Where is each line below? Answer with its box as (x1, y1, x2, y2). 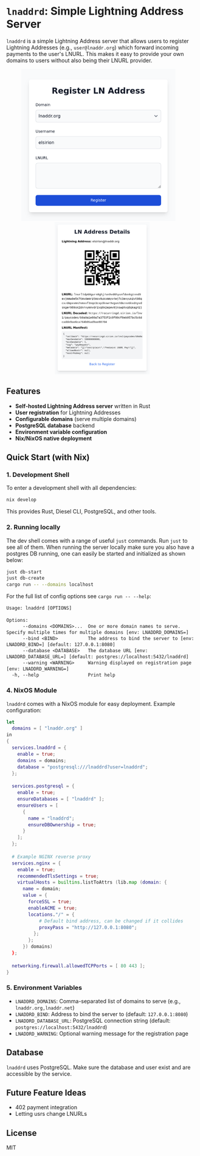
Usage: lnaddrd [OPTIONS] (6, 605, 72, 611)
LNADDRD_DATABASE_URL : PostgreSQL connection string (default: (15, 1017, 171, 1024)
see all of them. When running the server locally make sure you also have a (6, 543, 195, 551)
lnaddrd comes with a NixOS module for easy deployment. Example (6, 700, 175, 707)
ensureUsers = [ (17, 802, 59, 809)
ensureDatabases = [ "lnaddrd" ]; (17, 796, 105, 803)
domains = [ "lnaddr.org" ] (12, 725, 83, 731)
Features (6, 386, 41, 397)
